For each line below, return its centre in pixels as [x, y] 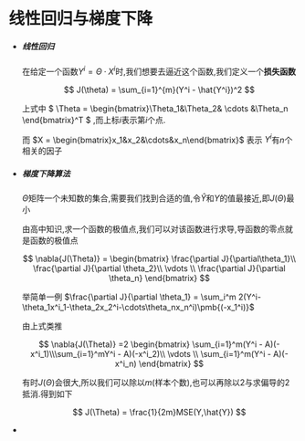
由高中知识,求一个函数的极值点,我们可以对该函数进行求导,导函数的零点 [153, 229]
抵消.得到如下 [47, 394]
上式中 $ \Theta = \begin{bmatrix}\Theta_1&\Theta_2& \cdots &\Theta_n [155, 108]
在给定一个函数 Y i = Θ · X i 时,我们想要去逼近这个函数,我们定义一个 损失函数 [159, 71]
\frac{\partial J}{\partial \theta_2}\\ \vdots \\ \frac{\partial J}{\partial [159, 268]
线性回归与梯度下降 [81, 19]
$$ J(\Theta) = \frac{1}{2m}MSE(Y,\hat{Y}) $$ [159, 413]
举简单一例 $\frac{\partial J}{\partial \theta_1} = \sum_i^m [129, 297]
